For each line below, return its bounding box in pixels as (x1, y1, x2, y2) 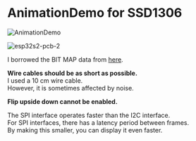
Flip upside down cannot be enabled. (7, 97, 118, 106)
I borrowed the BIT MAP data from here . (7, 55, 123, 64)
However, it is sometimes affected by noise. (7, 83, 134, 92)
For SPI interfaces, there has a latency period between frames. (7, 118, 189, 127)
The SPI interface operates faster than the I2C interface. (7, 111, 171, 119)
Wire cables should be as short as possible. (7, 69, 137, 77)
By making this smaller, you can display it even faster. (7, 126, 163, 134)
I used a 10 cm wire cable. (7, 76, 83, 85)
